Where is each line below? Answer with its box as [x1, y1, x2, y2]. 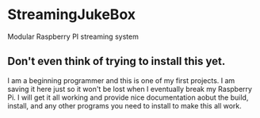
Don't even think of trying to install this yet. [7, 55, 226, 68]
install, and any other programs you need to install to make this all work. [7, 101, 243, 110]
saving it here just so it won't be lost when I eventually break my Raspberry [7, 84, 253, 93]
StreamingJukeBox [7, 6, 136, 24]
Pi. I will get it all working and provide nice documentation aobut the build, [7, 93, 249, 102]
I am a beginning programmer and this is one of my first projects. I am [7, 75, 235, 85]
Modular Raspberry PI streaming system [7, 32, 140, 41]
